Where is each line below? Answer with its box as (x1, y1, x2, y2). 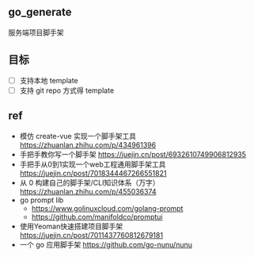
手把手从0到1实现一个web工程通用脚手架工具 (19, 159, 166, 169)
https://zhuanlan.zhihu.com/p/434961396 (19, 140, 157, 149)
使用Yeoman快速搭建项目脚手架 (19, 221, 123, 231)
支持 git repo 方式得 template (19, 86, 115, 95)
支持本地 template (19, 75, 79, 85)
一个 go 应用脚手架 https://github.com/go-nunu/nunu (19, 240, 192, 249)
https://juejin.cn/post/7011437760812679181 (19, 230, 164, 240)
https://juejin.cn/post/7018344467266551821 (19, 168, 167, 178)
